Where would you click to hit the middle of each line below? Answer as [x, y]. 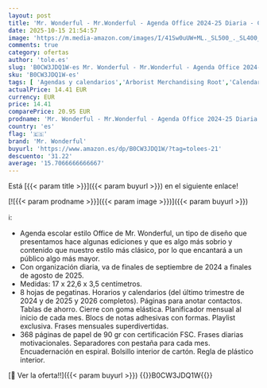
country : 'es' [32, 126]
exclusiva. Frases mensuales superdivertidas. [94, 326]
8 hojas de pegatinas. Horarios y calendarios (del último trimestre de [132, 293]
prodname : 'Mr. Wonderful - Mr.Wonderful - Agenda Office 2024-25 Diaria [133, 119]
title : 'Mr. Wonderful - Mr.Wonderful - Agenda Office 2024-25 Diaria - [131, 23]
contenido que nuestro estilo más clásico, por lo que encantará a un [131, 250]
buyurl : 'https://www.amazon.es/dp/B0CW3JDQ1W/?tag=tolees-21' [115, 149]
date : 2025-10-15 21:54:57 [53, 30]
